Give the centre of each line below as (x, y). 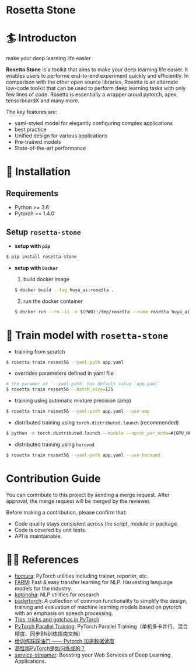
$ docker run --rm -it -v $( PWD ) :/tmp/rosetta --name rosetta (92, 312)
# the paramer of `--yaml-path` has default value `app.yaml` (83, 384)
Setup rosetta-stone (43, 232)
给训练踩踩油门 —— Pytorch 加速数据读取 (64, 641)
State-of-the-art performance (50, 148)
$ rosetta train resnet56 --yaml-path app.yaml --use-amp (78, 412)
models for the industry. (43, 588)
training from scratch (40, 351)
